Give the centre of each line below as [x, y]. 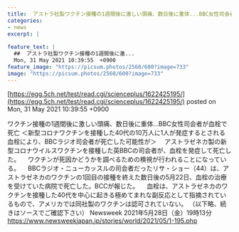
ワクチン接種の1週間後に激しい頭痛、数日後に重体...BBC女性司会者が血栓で [117, 123]
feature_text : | [31, 47]
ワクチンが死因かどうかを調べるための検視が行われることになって [124, 159]
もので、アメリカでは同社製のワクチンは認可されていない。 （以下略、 [117, 204]
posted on [201, 101]
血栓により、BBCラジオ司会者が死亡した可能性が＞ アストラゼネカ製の [114, 141]
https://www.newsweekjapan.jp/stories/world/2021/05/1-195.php [102, 221]
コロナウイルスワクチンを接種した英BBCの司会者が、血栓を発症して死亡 [119, 150]
